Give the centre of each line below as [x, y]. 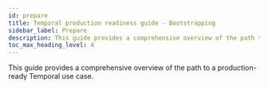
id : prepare [28, 15]
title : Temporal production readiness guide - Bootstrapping [112, 23]
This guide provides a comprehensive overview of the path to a [112, 68]
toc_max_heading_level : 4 [51, 45]
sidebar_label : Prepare [48, 30]
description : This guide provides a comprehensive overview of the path [132, 38]
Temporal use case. [61, 76]
